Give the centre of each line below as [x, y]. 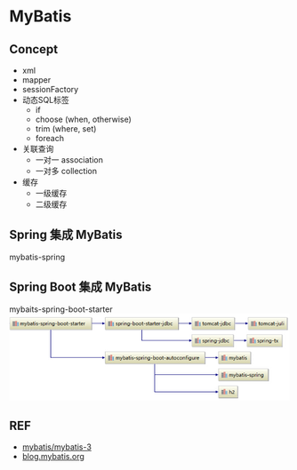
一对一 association [69, 160]
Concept [34, 49]
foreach [50, 138]
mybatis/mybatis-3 [56, 447]
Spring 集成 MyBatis [66, 235]
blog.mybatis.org [53, 457]
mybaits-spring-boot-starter [61, 309]
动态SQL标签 [45, 100]
